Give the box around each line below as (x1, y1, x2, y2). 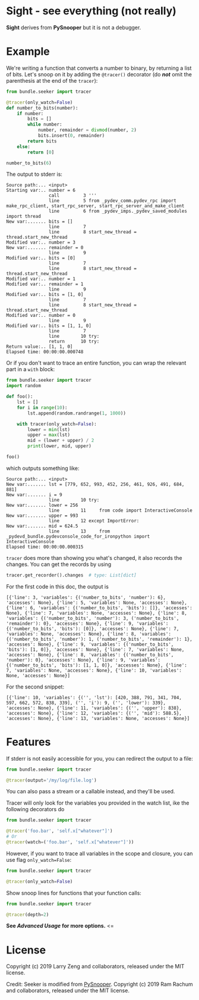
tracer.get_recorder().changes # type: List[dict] (6, 572, 137, 578)
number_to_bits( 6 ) (6, 160, 52, 166)
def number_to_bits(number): (6, 105, 78, 111)
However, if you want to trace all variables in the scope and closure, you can (6, 850, 193, 857)
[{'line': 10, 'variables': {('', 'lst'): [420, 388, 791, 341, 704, (6, 694, 182, 700)
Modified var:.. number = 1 (6, 276, 76, 282)
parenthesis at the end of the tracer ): (6, 77, 98, 84)
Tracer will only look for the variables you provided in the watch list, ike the (6, 799, 189, 806)
